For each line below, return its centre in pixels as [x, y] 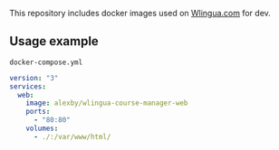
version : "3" [34, 78]
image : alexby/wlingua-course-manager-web [107, 103]
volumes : [42, 129]
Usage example [54, 41]
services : [28, 86]
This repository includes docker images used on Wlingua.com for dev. [140, 13]
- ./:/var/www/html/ [72, 136]
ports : [38, 112]
